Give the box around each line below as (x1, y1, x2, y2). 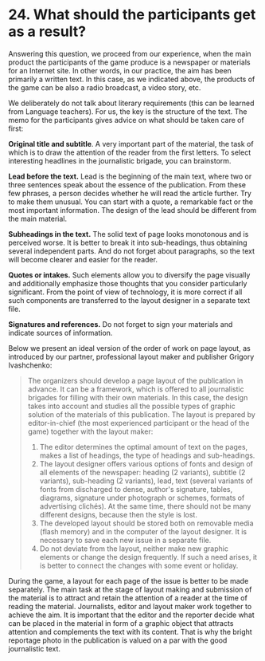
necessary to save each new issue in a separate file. (39, 535, 212, 545)
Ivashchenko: (8, 360, 53, 370)
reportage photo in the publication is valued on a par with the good (8, 635, 228, 645)
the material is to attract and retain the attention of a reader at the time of (8, 592, 248, 603)
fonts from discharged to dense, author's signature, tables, (39, 484, 233, 494)
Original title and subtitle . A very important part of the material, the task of (8, 139, 254, 148)
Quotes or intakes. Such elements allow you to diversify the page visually (8, 270, 251, 280)
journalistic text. (8, 643, 61, 653)
